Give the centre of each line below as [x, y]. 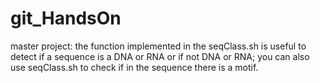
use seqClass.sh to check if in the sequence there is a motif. [134, 67]
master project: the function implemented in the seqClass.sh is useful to [158, 46]
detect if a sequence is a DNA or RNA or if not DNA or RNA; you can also [160, 56]
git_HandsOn [66, 18]
